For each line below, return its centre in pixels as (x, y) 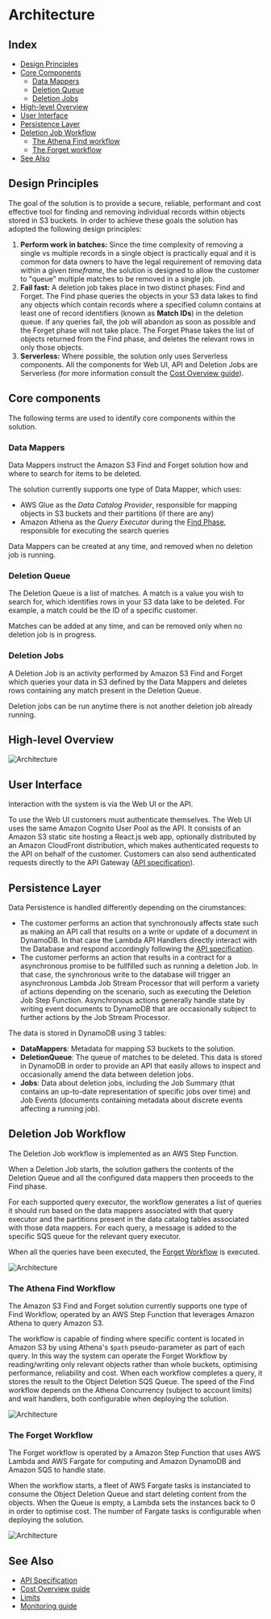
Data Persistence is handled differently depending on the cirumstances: (127, 907)
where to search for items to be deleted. (75, 473)
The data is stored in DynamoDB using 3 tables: (88, 1033)
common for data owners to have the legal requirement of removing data (141, 261)
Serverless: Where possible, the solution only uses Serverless (124, 356)
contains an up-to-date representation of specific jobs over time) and (135, 1091)
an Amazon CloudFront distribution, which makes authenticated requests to (134, 846)
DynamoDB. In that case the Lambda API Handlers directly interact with (138, 940)
